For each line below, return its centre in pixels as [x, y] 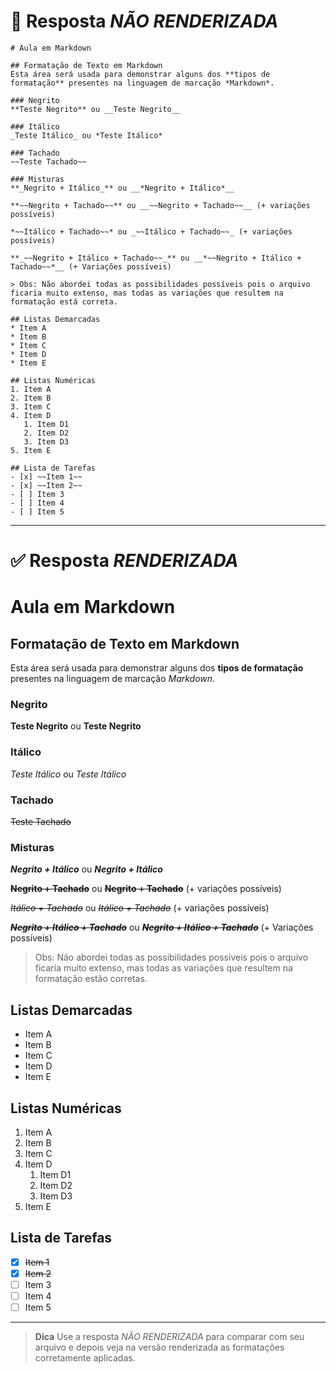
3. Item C [31, 406]
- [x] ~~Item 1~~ [46, 476]
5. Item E [31, 450]
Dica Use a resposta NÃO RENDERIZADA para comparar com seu [169, 1337]
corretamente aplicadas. [85, 1358]
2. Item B [31, 398]
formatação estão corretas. [91, 979]
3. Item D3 [46, 441]
